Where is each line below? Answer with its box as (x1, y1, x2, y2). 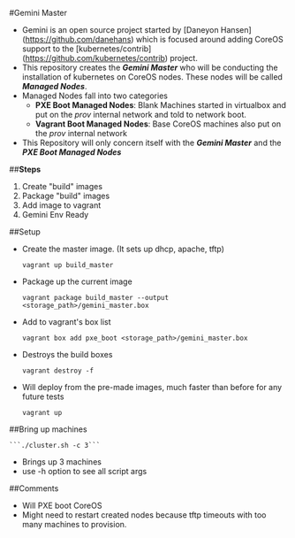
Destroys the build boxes (21, 350, 113, 359)
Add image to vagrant (21, 200, 102, 211)
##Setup (9, 227, 42, 237)
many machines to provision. (21, 519, 127, 529)
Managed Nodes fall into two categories (21, 90, 168, 101)
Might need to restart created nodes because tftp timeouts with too (21, 510, 267, 520)
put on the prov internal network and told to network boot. (34, 110, 247, 119)
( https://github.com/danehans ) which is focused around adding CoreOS (21, 35, 284, 44)
